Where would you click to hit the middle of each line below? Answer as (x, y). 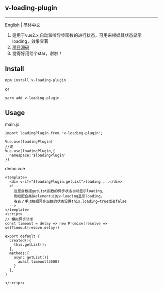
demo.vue (15, 169)
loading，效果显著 (30, 41)
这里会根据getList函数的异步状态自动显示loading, (59, 191)
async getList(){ (31, 258)
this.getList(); (30, 245)
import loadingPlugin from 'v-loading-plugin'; (54, 133)
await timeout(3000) (39, 262)
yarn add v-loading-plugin (32, 98)
